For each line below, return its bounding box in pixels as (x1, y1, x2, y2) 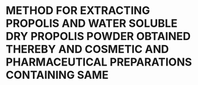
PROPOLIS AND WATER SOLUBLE (5, 16, 178, 30)
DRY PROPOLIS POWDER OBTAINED (5, 30, 191, 43)
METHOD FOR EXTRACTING (5, 4, 150, 18)
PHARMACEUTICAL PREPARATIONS (5, 55, 193, 69)
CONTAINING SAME (5, 68, 109, 82)
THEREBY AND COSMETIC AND (5, 42, 169, 56)
